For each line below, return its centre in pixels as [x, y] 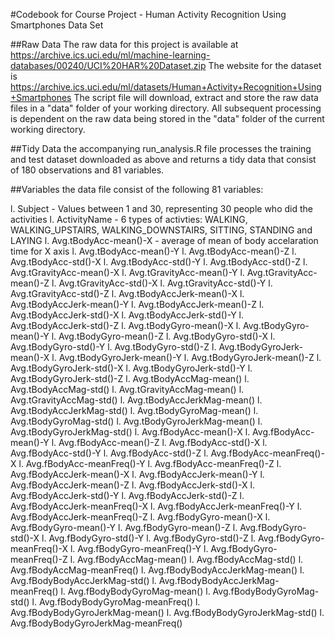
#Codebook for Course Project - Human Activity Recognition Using [148, 14]
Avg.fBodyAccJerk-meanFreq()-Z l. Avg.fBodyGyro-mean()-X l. [140, 517]
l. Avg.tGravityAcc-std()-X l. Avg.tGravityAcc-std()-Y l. [162, 283]
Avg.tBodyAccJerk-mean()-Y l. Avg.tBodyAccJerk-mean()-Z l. [137, 304]
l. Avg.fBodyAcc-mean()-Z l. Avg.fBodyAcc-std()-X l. [159, 442]
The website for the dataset [265, 65]
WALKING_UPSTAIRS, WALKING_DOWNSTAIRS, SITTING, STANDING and [161, 230]
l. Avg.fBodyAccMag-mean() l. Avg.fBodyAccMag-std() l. [186, 559]
